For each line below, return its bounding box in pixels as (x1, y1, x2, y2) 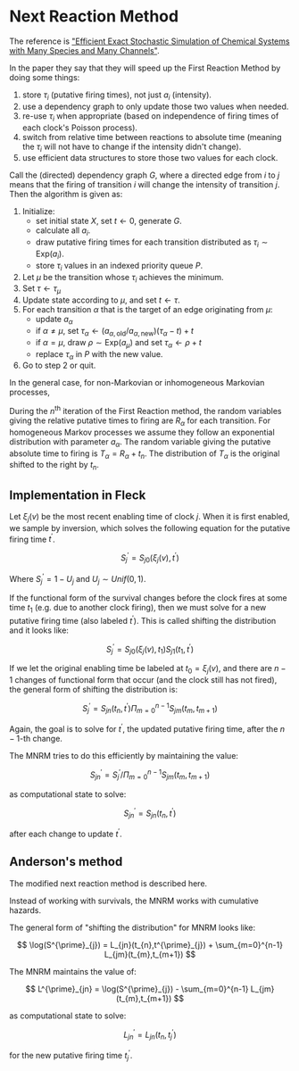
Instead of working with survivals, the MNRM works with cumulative (9, 895, 259, 906)
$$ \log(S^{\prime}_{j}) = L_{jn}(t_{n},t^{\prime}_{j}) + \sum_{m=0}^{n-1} (16, 939, 284, 950)
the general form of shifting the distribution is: (9, 685, 179, 695)
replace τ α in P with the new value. (35, 348, 163, 361)
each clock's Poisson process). (21, 122, 138, 133)
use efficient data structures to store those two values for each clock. (21, 153, 278, 163)
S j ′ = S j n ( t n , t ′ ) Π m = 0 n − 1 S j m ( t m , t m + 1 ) (81, 702, 219, 716)
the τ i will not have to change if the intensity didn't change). (21, 141, 242, 154)
